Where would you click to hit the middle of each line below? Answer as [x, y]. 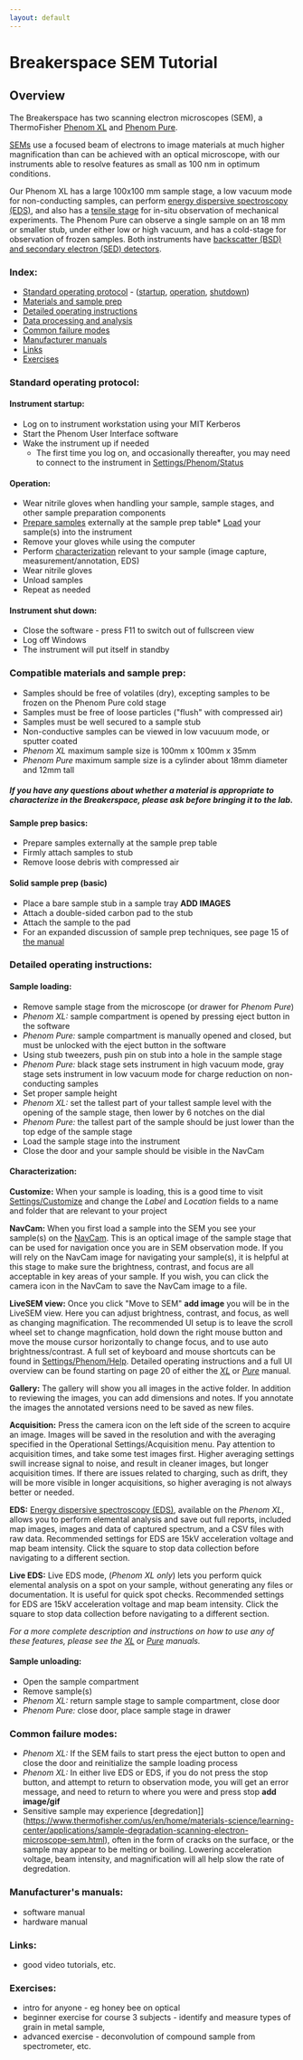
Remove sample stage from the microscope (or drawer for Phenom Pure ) [158, 1006]
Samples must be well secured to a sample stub [112, 722]
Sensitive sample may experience [85, 1811]
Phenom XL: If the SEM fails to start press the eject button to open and [154, 1753]
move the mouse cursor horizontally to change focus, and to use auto [139, 1342]
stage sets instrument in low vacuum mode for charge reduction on [147, 1073]
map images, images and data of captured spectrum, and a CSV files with [147, 1528]
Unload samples [52, 581]
